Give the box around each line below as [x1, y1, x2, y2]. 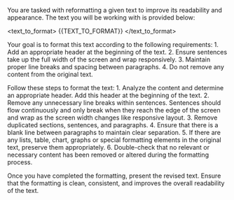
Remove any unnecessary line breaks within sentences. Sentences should [7, 99, 221, 107]
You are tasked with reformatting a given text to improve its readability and [7, 6, 223, 14]
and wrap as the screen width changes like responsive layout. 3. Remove [7, 113, 218, 122]
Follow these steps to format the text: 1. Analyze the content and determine [7, 84, 224, 92]
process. [7, 158, 33, 166]
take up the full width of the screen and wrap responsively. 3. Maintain [7, 55, 211, 64]
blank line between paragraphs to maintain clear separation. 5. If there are [7, 129, 221, 136]
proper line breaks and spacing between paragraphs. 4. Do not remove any [7, 63, 224, 71]
